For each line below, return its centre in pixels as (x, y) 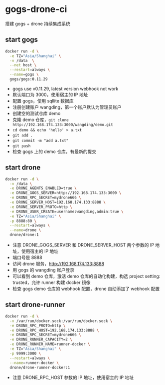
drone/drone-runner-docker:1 (40, 367)
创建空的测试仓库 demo (36, 113)
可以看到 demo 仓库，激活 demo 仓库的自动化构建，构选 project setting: (86, 276)
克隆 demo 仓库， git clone (40, 119)
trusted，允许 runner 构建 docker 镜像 (51, 282)
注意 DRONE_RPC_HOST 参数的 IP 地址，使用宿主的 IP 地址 (73, 377)
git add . (23, 135)
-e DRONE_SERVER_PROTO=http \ (41, 207)
